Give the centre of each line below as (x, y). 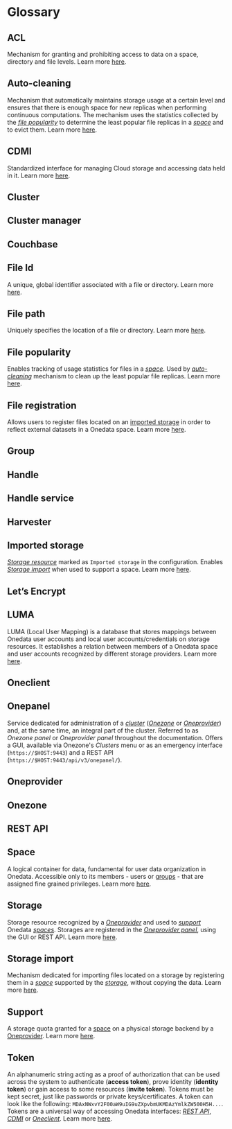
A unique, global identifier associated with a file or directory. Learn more (110, 284)
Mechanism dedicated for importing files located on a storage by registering (116, 975)
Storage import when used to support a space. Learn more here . (99, 570)
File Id (20, 268)
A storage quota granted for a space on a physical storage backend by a (110, 1029)
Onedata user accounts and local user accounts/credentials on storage (108, 639)
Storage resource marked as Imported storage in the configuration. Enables (115, 562)
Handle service (41, 499)
